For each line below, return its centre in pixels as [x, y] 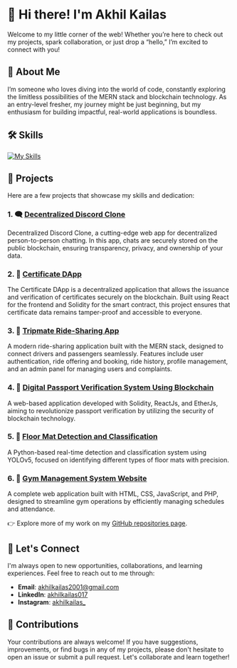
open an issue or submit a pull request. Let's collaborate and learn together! [118, 657]
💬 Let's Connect [43, 548]
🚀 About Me [34, 72]
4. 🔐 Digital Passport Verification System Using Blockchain [111, 388]
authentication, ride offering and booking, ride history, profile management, [118, 361]
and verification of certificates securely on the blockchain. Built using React [118, 297]
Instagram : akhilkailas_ [52, 602]
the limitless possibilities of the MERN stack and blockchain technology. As [117, 96]
